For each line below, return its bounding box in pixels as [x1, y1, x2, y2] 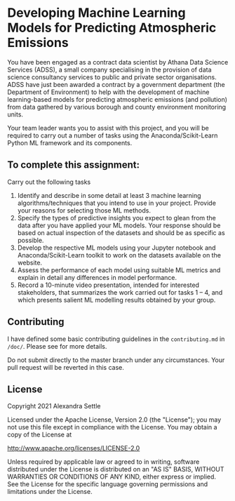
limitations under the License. [7, 488, 93, 496]
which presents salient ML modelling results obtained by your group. [17, 295, 216, 304]
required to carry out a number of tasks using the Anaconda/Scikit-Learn [7, 131, 218, 140]
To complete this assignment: [7, 159, 140, 171]
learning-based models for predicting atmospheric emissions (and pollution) [7, 95, 228, 103]
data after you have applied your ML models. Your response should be [17, 221, 221, 229]
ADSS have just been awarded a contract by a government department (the [7, 80, 226, 88]
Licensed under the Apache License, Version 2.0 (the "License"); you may [7, 415, 222, 424]
